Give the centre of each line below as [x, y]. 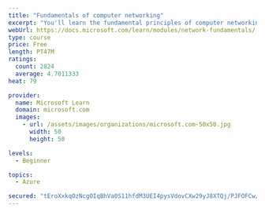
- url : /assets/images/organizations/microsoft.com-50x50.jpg [127, 125]
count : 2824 [35, 67]
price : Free [28, 45]
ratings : [22, 60]
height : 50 [47, 139]
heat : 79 [22, 81]
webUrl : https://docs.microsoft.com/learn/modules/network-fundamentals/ [132, 30]
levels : [21, 153]
